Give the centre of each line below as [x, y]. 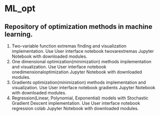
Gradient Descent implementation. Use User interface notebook [76, 103]
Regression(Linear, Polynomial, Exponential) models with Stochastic [80, 98]
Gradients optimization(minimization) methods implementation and [79, 82]
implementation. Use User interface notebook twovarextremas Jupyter [83, 51]
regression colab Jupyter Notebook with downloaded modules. [75, 108]
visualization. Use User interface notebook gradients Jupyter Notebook [83, 88]
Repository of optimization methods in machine [79, 27]
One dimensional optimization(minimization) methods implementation [81, 61]
